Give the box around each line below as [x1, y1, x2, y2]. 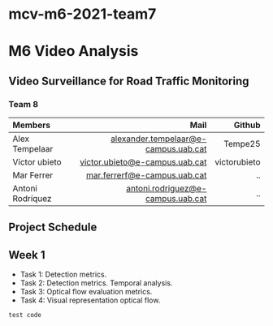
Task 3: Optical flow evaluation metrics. [19, 287, 153, 297]
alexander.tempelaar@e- [110, 133, 207, 144]
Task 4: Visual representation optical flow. [19, 295, 161, 305]
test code [8, 311, 42, 320]
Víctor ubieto [12, 157, 63, 168]
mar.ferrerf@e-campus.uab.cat [85, 169, 207, 181]
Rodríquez [12, 193, 52, 204]
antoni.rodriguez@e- [125, 183, 207, 195]
